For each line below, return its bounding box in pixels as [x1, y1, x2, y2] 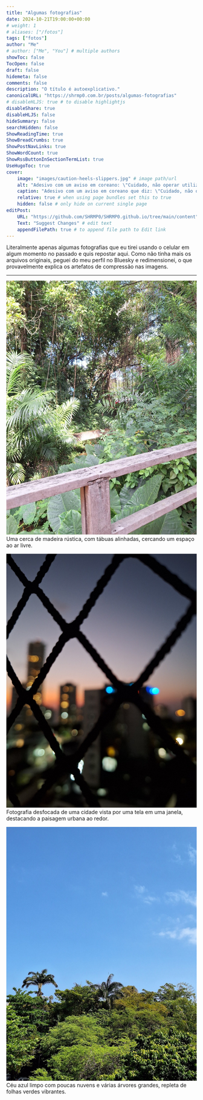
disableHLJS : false [6, 112, 56, 118]
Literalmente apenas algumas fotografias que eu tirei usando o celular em [6, 244, 190, 251]
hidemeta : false [6, 73, 47, 80]
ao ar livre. [6, 542, 33, 549]
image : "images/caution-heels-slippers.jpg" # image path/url [17, 175, 177, 181]
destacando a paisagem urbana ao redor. [6, 815, 109, 822]
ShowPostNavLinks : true [6, 144, 66, 150]
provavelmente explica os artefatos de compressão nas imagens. [6, 263, 169, 270]
